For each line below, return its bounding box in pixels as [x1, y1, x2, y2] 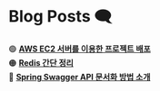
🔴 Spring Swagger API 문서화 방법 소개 [8, 71, 151, 82]
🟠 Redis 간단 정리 [8, 57, 74, 68]
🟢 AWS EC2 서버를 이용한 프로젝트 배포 [8, 43, 151, 54]
